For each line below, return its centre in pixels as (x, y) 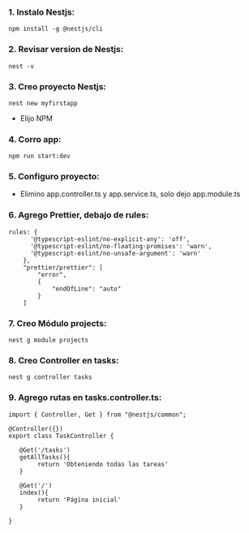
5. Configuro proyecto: (54, 177)
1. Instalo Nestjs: (42, 12)
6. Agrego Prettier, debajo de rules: (79, 215)
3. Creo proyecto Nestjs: (58, 86)
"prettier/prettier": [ (63, 267)
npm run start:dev (39, 157)
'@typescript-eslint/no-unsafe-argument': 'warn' (115, 253)
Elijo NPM (36, 118)
